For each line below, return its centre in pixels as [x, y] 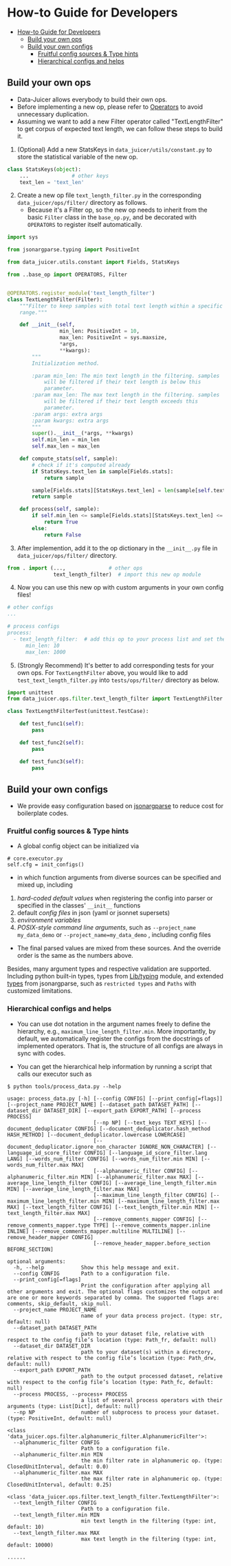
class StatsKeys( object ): [44, 169]
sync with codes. [41, 1053]
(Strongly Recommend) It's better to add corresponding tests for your [115, 665]
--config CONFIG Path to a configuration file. [92, 1274]
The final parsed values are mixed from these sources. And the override [119, 948]
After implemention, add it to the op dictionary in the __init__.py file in [117, 548]
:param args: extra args [67, 414]
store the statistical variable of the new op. [78, 157]
